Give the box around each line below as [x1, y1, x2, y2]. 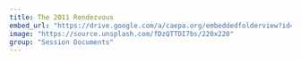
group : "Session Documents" [9, 37, 115, 47]
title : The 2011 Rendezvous [9, 12, 115, 22]
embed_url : [9, 21, 50, 30]
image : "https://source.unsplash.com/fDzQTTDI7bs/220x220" [9, 29, 235, 38]
